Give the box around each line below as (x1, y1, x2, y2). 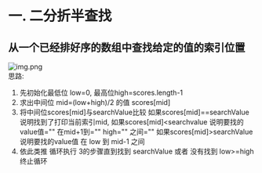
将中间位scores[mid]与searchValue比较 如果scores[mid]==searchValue (19, 107, 249, 117)
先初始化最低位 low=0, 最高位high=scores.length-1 (19, 88, 184, 97)
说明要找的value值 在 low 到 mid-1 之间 (19, 137, 145, 146)
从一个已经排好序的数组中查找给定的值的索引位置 (8, 41, 246, 54)
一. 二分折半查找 (8, 7, 112, 25)
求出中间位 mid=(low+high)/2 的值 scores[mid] (19, 98, 171, 106)
